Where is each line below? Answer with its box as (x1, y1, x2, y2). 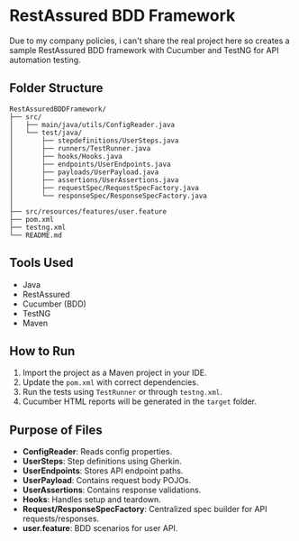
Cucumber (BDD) (22, 298, 87, 309)
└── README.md (9, 231, 63, 240)
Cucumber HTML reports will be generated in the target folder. (22, 396, 258, 407)
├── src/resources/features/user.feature (9, 206, 168, 216)
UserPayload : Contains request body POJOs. (22, 475, 192, 486)
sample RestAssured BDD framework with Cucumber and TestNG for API (9, 44, 279, 55)
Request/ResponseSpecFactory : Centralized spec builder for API (22, 504, 267, 515)
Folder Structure (9, 80, 104, 96)
